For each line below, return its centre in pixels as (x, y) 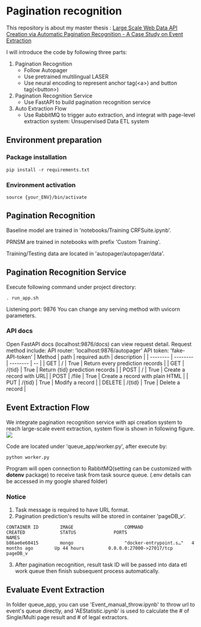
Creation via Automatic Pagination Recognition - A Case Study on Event (94, 34)
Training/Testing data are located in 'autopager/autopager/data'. (85, 253)
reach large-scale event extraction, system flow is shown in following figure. (100, 429)
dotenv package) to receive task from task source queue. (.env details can (98, 475)
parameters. (21, 315)
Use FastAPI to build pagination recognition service (87, 102)
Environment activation (41, 185)
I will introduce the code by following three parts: (67, 52)
